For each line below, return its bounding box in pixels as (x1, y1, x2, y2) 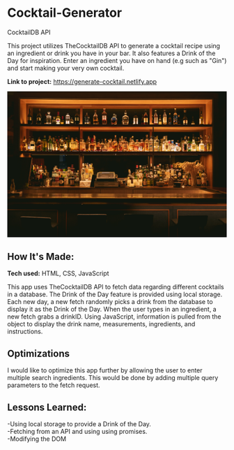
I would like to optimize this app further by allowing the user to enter (7, 366, 203, 375)
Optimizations (7, 347, 70, 359)
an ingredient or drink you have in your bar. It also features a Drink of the (7, 49, 216, 57)
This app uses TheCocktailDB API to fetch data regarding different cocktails (7, 283, 224, 291)
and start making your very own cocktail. (7, 64, 125, 72)
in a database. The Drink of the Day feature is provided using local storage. (7, 290, 223, 298)
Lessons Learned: (7, 401, 87, 413)
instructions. (7, 327, 43, 336)
